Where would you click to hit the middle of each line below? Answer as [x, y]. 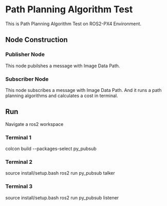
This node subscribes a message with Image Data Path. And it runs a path [83, 90]
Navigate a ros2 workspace [34, 124]
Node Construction [36, 40]
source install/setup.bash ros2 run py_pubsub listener [62, 198]
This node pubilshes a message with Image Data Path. [63, 66]
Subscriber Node [27, 79]
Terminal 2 [19, 162]
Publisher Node [25, 54]
